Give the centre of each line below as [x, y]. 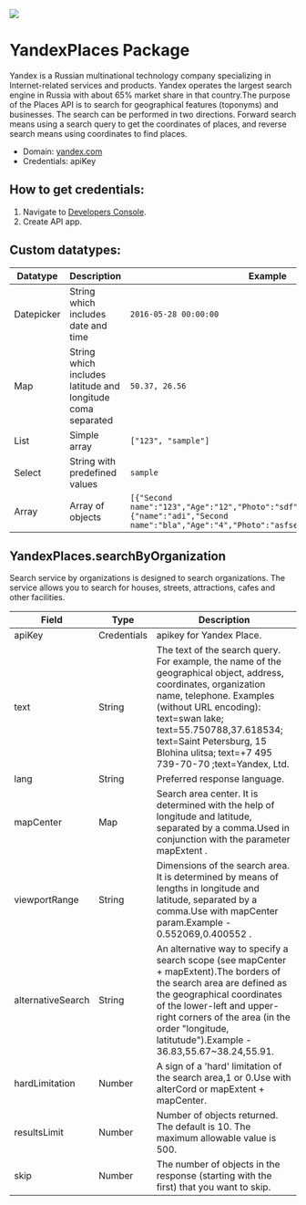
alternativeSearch [52, 1001]
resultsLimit [39, 1133]
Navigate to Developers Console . [85, 212]
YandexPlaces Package [100, 51]
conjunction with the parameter [223, 839]
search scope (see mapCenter [221, 961]
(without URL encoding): [209, 707]
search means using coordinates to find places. [99, 133]
